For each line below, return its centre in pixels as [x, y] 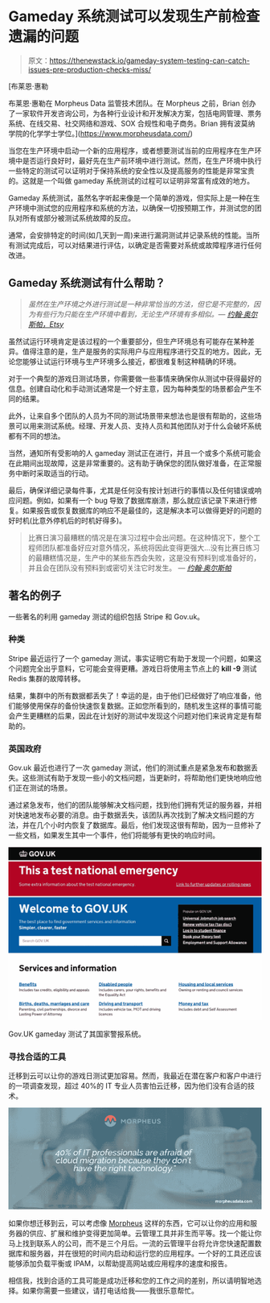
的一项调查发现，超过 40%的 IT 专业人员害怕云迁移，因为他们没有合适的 [128, 1086]
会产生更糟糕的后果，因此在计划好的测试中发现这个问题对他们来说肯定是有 [131, 716]
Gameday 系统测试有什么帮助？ [87, 283]
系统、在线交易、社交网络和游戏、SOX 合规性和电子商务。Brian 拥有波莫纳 [132, 123]
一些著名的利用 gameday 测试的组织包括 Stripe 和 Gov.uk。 [106, 616]
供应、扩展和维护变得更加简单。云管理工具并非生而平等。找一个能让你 [145, 1234]
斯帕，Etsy [46, 324]
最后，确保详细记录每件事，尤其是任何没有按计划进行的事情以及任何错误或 [131, 490]
